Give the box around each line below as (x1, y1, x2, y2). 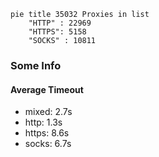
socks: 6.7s (24, 138, 72, 150)
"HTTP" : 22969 (28, 18, 92, 28)
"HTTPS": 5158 (28, 27, 87, 37)
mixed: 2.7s (24, 106, 73, 118)
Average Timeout (10, 83, 84, 95)
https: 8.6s (24, 127, 70, 139)
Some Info (10, 58, 62, 72)
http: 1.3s (24, 116, 63, 129)
